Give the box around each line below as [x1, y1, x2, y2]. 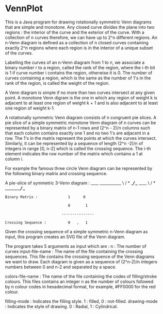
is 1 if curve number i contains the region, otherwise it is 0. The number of [5, 70, 153, 75]
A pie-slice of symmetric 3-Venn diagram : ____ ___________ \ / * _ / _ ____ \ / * [5, 180, 156, 185]
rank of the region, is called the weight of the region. [5, 80, 110, 86]
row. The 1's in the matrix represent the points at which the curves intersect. [5, 135, 157, 141]
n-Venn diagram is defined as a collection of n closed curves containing [5, 39, 149, 45]
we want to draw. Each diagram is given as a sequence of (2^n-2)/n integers [5, 259, 158, 264]
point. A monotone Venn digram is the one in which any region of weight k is [5, 94, 158, 100]
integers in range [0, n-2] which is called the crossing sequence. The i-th [5, 146, 151, 151]
